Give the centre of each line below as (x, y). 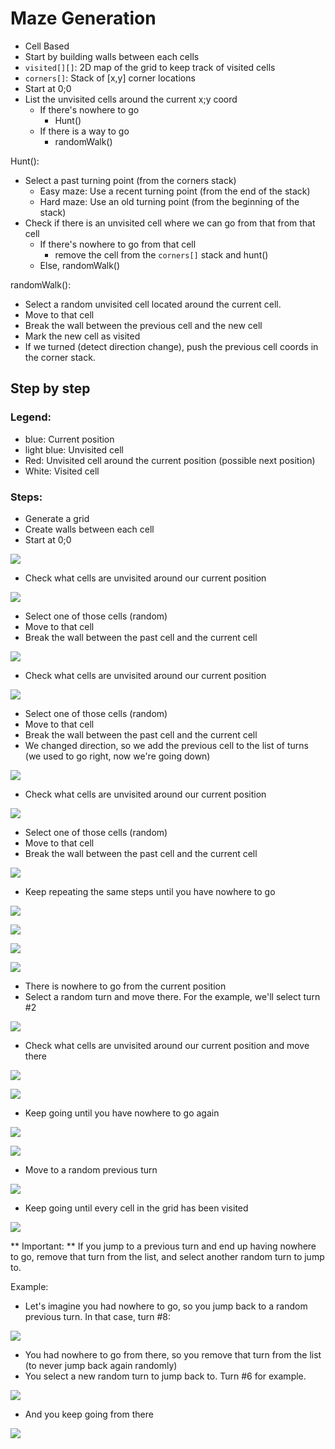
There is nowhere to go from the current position (125, 986)
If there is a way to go (84, 131)
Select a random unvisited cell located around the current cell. (153, 304)
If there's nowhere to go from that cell (118, 244)
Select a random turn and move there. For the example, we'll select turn (172, 996)
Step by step (50, 388)
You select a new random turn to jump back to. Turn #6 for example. (165, 1376)
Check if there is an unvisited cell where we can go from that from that (170, 223)
